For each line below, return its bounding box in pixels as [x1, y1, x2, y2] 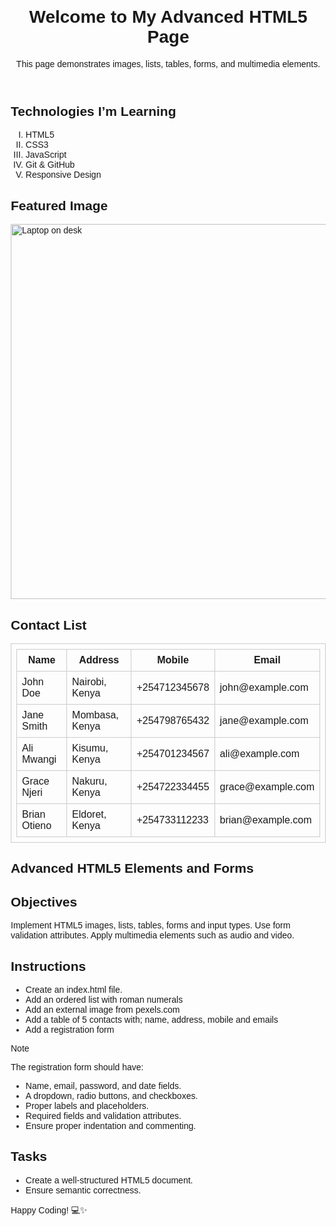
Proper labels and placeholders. [25, 1100, 149, 1111]
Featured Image [10, 197, 109, 213]
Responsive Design [25, 169, 102, 181]
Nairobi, [72, 675, 107, 688]
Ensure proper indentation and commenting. [25, 1120, 197, 1131]
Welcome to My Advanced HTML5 [28, 7, 308, 28]
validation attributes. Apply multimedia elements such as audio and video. [10, 930, 295, 941]
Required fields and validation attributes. [25, 1110, 182, 1121]
